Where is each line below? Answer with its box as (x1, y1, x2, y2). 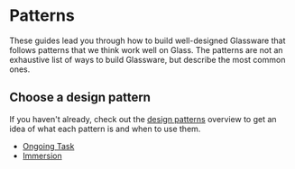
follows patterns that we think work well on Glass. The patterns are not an (9, 44, 283, 55)
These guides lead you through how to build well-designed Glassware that (9, 35, 286, 46)
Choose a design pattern (9, 90, 152, 105)
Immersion (22, 150, 62, 161)
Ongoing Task (22, 140, 75, 151)
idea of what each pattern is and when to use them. (9, 123, 201, 134)
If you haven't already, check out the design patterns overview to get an (9, 113, 277, 124)
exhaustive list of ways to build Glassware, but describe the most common (9, 54, 286, 65)
